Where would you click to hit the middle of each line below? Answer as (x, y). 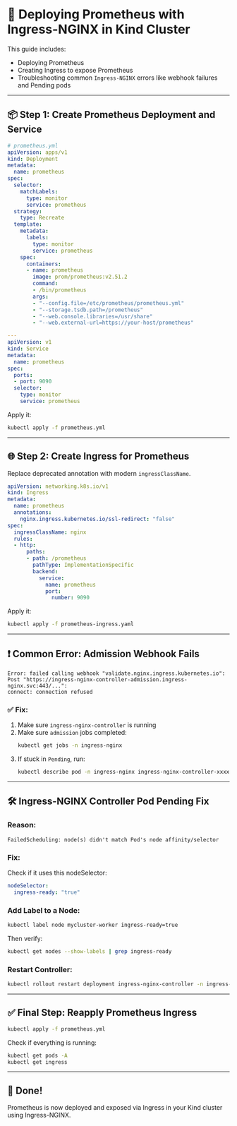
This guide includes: (37, 49)
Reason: (22, 825)
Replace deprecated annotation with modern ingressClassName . (99, 473)
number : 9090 (71, 598)
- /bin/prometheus (60, 290)
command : (45, 284)
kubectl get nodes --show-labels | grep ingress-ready (90, 951)
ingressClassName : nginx (50, 532)
